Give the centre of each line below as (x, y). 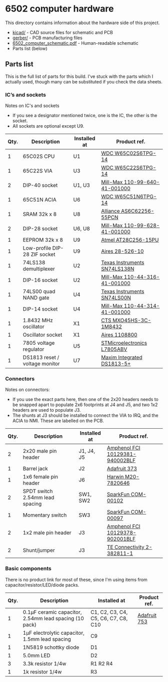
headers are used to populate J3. (46, 410)
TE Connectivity (126, 547)
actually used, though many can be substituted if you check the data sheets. (84, 81)
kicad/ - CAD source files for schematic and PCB (63, 32)
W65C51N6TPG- (136, 197)
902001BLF (121, 539)
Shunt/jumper (39, 550)
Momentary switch (45, 515)
